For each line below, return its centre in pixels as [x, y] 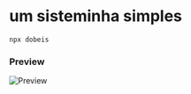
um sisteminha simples [96, 16]
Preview [27, 61]
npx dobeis [29, 40]
